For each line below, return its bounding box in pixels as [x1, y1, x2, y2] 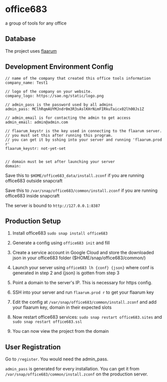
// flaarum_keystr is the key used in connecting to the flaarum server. [5, 128, 162, 133]
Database [5, 35, 36, 43]
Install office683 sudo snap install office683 [12, 230, 108, 236]
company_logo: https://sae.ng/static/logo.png [5, 93, 104, 98]
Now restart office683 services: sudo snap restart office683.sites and [12, 314, 162, 320]
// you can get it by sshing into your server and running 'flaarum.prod [5, 137, 162, 142]
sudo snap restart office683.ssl [12, 319, 82, 324]
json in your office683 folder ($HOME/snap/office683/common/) [12, 255, 146, 261]
